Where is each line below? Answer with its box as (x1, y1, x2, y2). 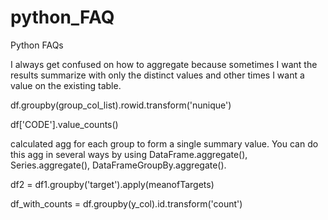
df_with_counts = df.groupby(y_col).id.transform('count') (10, 197, 243, 210)
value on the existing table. (10, 79, 122, 91)
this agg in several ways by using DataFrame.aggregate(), (10, 148, 248, 160)
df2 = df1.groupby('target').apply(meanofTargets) (10, 178, 215, 190)
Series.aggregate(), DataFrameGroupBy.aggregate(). (10, 159, 227, 171)
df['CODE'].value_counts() (10, 118, 119, 130)
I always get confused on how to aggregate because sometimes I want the (10, 58, 318, 70)
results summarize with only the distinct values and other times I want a (10, 69, 305, 81)
